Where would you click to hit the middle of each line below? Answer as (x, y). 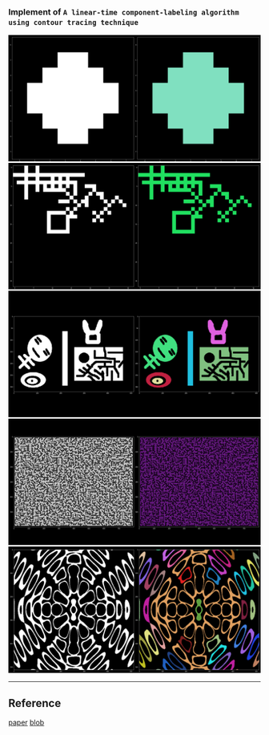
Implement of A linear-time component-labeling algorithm (124, 12)
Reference (35, 703)
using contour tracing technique (73, 22)
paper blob (26, 723)
